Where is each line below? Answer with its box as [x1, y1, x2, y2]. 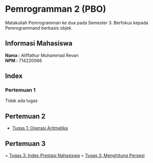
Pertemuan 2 [5, 112, 46, 120]
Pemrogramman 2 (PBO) [5, 3, 107, 15]
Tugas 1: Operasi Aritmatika [12, 125, 68, 131]
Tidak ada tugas [5, 98, 38, 104]
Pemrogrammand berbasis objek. [5, 25, 73, 31]
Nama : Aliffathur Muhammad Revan [5, 52, 79, 58]
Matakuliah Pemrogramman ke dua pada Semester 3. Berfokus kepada [5, 20, 149, 26]
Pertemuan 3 [5, 139, 46, 148]
